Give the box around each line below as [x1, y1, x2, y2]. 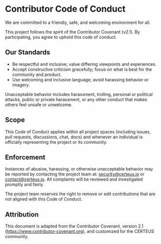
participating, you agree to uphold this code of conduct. [5, 34, 117, 40]
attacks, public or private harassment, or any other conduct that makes [5, 96, 147, 102]
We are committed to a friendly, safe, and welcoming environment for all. [5, 19, 151, 25]
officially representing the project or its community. [5, 139, 107, 145]
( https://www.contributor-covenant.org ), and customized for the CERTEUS [5, 228, 154, 234]
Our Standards [5, 48, 51, 56]
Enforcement [5, 153, 45, 161]
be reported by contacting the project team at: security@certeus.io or [5, 171, 144, 177]
